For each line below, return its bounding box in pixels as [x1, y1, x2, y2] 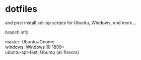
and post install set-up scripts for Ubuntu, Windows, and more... [5, 20, 137, 26]
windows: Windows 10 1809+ [5, 44, 65, 50]
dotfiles [5, 3, 38, 15]
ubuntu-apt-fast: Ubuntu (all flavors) [5, 49, 79, 55]
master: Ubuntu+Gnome [5, 38, 55, 45]
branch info [5, 29, 29, 35]
